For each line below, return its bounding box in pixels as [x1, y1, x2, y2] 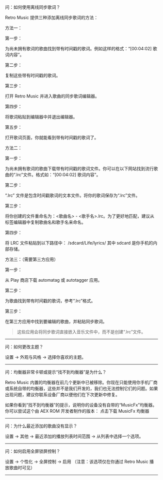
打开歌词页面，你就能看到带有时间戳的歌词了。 [5, 134, 98, 140]
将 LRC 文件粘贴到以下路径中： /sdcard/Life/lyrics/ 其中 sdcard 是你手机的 [5, 240, 153, 246]
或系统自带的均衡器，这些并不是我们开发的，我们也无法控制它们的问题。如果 [5, 385, 158, 391]
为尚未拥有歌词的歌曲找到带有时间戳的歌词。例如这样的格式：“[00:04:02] [5, 46, 152, 51]
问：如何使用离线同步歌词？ [5, 4, 61, 10]
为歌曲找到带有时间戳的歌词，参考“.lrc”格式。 [5, 298, 96, 304]
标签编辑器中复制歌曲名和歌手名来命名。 [5, 219, 86, 225]
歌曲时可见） [9, 465, 35, 470]
